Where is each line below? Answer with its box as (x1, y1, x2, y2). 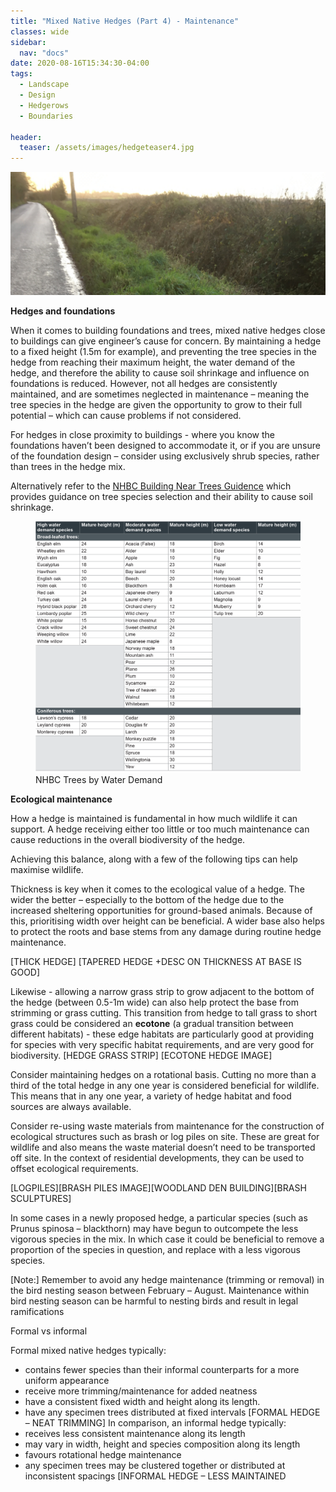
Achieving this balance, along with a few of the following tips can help (10, 853, 298, 865)
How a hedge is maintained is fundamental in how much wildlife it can (10, 813, 298, 825)
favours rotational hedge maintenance (24, 1449, 182, 1461)
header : (10, 132, 43, 142)
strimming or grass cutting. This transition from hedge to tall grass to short (10, 1007, 318, 1019)
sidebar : (10, 37, 47, 47)
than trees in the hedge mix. (10, 461, 126, 472)
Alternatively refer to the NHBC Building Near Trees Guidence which (10, 480, 292, 492)
